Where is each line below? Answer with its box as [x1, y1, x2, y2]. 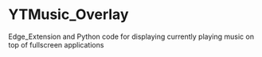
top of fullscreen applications [8, 40, 104, 49]
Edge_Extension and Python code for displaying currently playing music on [8, 32, 255, 41]
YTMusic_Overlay [8, 6, 129, 24]
